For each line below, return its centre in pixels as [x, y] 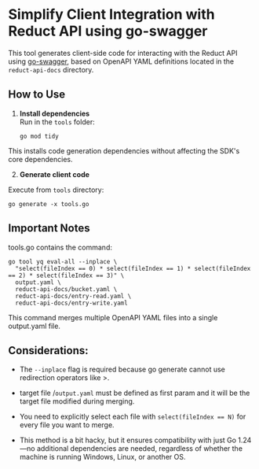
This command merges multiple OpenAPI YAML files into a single [113, 317]
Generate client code [55, 174]
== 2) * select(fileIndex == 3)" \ [66, 275]
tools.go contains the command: [60, 247]
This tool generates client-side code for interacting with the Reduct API [123, 53]
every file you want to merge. [67, 425]
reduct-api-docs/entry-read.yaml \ [73, 296]
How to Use [37, 95]
